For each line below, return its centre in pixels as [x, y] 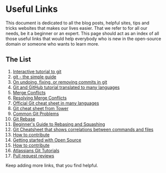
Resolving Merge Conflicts [40, 98]
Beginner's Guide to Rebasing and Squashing [59, 124]
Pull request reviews [33, 156]
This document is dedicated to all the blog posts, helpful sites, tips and [78, 23]
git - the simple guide [34, 77]
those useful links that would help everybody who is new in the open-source [83, 39]
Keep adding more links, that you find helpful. [52, 165]
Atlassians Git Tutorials [36, 150]
